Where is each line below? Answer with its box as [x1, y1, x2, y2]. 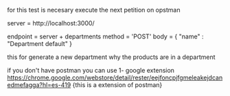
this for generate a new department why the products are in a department [7, 53, 216, 61]
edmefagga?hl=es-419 [7, 81, 71, 88]
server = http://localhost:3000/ [7, 19, 95, 27]
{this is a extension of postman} [72, 81, 163, 88]
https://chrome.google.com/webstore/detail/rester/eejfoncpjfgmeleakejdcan [7, 73, 223, 82]
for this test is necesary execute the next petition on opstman [7, 6, 181, 14]
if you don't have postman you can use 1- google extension [7, 67, 175, 74]
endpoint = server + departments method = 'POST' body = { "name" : [7, 32, 204, 40]
